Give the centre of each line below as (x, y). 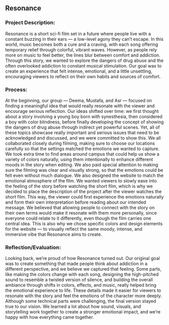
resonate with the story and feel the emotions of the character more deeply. (84, 296)
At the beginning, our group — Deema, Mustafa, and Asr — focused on (79, 100)
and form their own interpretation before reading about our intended (76, 202)
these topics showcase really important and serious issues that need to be (82, 133)
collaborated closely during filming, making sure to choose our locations (80, 143)
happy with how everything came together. (50, 317)
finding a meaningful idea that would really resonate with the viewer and (80, 106)
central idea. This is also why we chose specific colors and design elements (84, 223)
